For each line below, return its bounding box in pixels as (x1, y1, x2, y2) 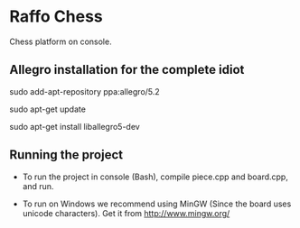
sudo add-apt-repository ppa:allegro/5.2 (9, 86, 160, 96)
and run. (22, 180, 54, 191)
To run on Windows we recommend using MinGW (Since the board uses (22, 198, 292, 209)
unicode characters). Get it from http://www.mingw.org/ (22, 207, 230, 218)
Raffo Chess (9, 6, 104, 27)
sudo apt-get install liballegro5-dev (9, 121, 140, 132)
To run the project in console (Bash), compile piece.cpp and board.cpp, (22, 171, 289, 182)
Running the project (9, 147, 124, 163)
